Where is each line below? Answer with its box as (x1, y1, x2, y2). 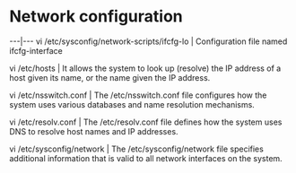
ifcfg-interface (9, 45, 63, 56)
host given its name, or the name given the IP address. (9, 72, 211, 82)
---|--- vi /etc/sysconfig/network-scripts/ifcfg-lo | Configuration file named (9, 36, 288, 47)
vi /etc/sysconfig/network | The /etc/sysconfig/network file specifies (9, 143, 265, 154)
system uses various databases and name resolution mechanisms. (9, 99, 256, 109)
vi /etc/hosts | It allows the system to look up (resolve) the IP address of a (9, 63, 282, 74)
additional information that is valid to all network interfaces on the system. (9, 152, 283, 163)
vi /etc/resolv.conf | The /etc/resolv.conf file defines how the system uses (9, 117, 283, 127)
